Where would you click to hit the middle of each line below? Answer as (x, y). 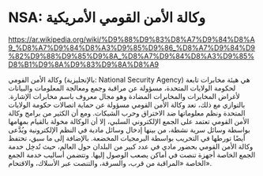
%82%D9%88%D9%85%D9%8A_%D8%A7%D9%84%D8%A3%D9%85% (131, 56)
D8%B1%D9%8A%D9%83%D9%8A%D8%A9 (84, 64)
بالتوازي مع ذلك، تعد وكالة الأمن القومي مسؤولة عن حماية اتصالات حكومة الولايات (127, 104)
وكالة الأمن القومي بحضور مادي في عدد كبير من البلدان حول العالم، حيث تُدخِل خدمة (131, 146)
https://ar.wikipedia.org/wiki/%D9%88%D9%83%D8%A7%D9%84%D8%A (131, 39)
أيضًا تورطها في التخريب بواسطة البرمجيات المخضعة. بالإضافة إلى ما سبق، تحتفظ (127, 137)
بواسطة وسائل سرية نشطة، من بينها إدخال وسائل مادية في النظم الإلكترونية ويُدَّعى (129, 130)
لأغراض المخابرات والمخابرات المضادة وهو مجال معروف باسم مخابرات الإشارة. (124, 96)
